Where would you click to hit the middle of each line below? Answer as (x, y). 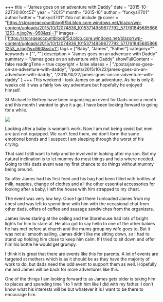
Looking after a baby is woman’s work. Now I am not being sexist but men (79, 129)
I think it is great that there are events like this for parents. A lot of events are (82, 254)
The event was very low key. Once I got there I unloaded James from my (78, 198)
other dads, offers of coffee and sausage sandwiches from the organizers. (80, 209)
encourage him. (21, 294)
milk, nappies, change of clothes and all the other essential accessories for (80, 184)
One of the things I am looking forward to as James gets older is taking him (80, 279)
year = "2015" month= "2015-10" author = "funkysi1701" (93, 12)
